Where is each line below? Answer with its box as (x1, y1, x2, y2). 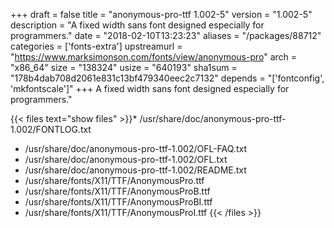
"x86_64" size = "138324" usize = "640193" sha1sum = (10, 62, 238, 73)
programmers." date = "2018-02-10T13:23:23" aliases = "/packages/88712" (10, 30, 322, 41)
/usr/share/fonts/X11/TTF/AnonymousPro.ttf (24, 175, 205, 186)
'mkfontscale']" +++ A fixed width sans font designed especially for (10, 83, 290, 94)
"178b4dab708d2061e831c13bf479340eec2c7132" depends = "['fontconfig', (10, 72, 325, 84)
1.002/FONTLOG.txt (10, 124, 92, 135)
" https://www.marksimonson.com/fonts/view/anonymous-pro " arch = (10, 51, 298, 63)
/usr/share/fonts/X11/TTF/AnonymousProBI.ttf (24, 196, 213, 208)
